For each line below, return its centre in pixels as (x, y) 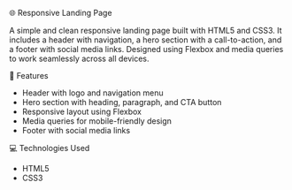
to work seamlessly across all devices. (79, 58)
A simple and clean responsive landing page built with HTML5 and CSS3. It (146, 30)
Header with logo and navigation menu (92, 93)
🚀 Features (29, 76)
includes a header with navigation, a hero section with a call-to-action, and (146, 40)
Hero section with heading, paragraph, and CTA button (122, 102)
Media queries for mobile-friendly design (97, 121)
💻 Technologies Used (50, 148)
